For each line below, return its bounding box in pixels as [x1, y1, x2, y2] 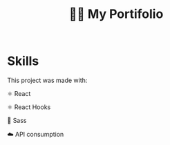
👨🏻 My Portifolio [68, 6, 164, 22]
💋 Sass [7, 116, 27, 124]
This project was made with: [7, 76, 88, 84]
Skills [7, 53, 39, 69]
